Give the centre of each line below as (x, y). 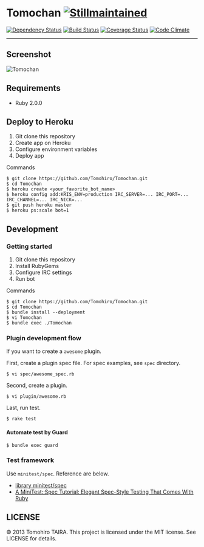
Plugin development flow (44, 338)
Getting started (29, 246)
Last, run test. (24, 408)
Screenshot (29, 55)
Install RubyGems (37, 266)
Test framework (30, 460)
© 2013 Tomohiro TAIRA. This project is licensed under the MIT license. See (101, 532)
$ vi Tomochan (24, 318)
